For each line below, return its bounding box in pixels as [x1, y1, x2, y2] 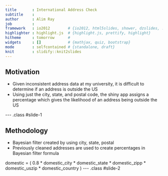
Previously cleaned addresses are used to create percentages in [12, 145, 145, 151]
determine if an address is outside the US [12, 86, 98, 92]
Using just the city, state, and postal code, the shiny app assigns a [12, 91, 149, 97]
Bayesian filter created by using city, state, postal [12, 139, 114, 145]
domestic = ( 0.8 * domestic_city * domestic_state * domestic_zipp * [5, 160, 146, 166]
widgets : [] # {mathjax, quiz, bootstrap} [5, 40, 131, 45]
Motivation [5, 67, 40, 76]
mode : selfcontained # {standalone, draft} [5, 44, 115, 49]
